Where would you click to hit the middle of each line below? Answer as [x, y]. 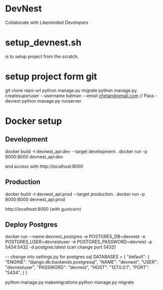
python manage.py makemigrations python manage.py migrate [70, 283]
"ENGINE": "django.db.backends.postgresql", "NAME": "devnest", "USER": [81, 262]
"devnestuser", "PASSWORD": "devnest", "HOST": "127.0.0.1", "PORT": [77, 268]
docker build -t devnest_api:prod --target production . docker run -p [75, 194]
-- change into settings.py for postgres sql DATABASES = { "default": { [78, 257]
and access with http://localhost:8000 [44, 166]
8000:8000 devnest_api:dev [34, 156]
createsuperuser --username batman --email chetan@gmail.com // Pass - [81, 96]
